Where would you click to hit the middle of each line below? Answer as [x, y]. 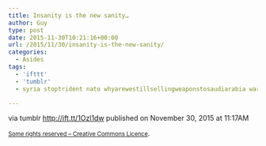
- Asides [30, 60]
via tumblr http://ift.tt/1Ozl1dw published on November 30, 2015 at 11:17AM [129, 118]
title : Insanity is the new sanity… [68, 15]
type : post [26, 30]
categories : [28, 52]
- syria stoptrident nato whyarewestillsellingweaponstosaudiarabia [131, 89]
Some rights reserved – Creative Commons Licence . [79, 133]
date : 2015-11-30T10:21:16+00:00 [63, 37]
